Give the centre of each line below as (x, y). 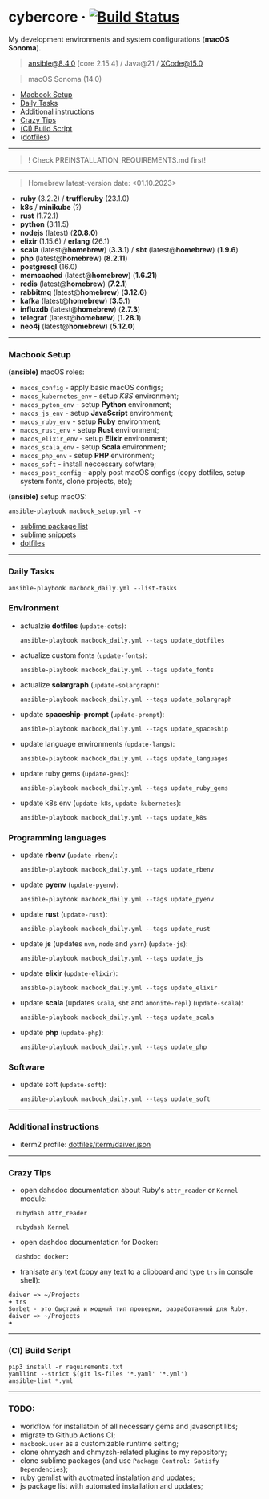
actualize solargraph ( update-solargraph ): (89, 684)
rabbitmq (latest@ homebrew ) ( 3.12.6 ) (83, 292)
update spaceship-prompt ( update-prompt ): (92, 714)
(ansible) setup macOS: (48, 497)
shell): (30, 1280)
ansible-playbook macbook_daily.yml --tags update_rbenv (117, 870)
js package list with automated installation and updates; (111, 1485)
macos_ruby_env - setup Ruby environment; (90, 421)
